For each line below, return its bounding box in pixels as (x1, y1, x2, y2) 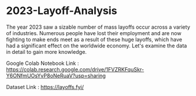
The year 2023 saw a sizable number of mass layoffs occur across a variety (6, 23, 190, 30)
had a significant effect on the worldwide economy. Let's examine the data (6, 42, 187, 49)
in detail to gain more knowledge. (6, 48, 87, 55)
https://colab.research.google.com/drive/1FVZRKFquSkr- (6, 66, 144, 73)
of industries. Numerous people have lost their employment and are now (6, 29, 181, 36)
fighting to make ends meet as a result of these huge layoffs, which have (6, 36, 182, 43)
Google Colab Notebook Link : (6, 60, 79, 67)
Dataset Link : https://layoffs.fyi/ (6, 83, 84, 90)
